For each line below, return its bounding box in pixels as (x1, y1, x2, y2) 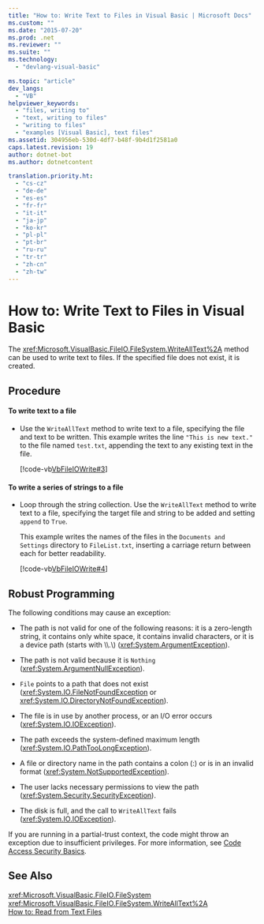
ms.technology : (8, 56, 58, 64)
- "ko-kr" (15, 223, 47, 231)
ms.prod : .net (8, 33, 55, 42)
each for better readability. (19, 549, 106, 558)
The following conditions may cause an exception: (8, 608, 171, 618)
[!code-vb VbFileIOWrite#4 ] (19, 564, 108, 573)
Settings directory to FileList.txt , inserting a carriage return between (19, 540, 251, 550)
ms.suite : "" (8, 48, 51, 56)
